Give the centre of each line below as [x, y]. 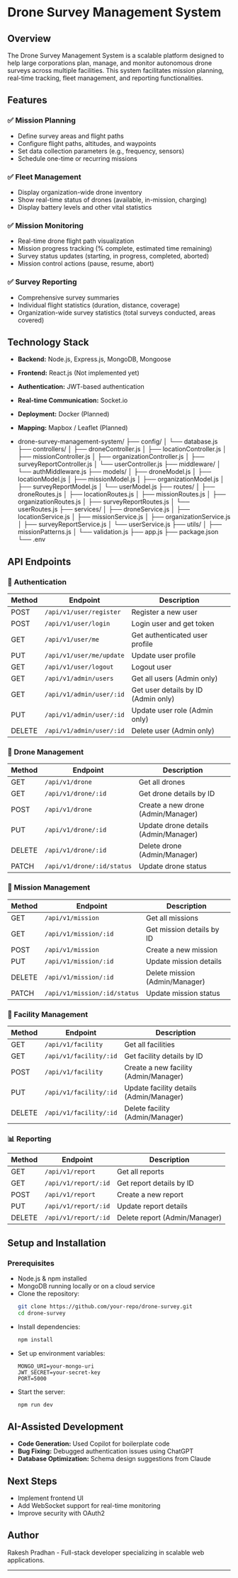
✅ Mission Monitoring [45, 225]
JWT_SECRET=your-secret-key [59, 1372]
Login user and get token [173, 624]
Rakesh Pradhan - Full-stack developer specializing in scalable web [106, 1553]
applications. [26, 1560]
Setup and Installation [57, 1243]
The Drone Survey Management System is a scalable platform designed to [116, 55]
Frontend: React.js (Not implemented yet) [78, 373]
